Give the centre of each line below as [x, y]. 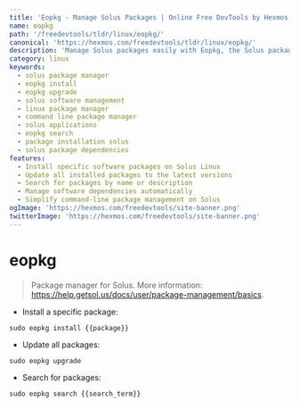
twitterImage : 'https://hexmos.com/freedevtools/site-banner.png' [135, 216]
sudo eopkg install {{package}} [69, 328]
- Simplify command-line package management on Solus [119, 200]
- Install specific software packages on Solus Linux [119, 167]
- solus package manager [63, 76]
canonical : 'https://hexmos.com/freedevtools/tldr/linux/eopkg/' [133, 42]
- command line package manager [77, 117]
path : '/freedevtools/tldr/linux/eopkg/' [87, 34]
